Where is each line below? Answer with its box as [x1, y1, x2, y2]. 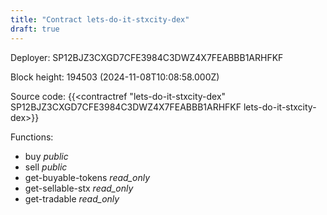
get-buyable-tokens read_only [24, 171, 151, 183]
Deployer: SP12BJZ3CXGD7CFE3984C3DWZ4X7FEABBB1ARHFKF [10, 51, 284, 63]
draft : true [10, 24, 60, 34]
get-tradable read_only [24, 192, 120, 205]
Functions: [10, 131, 54, 143]
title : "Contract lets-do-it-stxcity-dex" [10, 14, 190, 25]
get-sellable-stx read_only [24, 182, 134, 194]
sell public [24, 161, 68, 173]
